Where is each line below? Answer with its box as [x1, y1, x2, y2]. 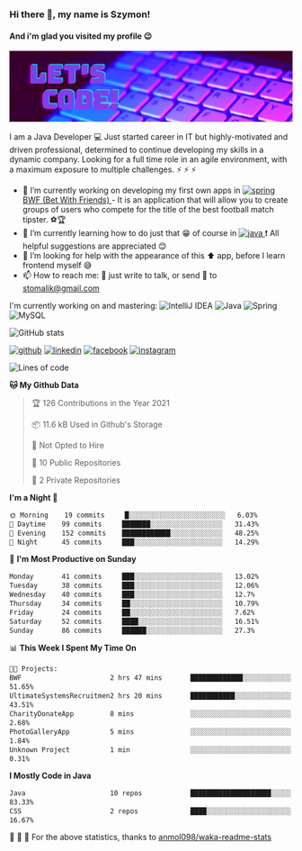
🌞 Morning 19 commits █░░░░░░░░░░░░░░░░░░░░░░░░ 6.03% [9, 511, 258, 521]
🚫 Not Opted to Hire [31, 440, 105, 451]
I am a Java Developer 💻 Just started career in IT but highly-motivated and [9, 131, 289, 142]
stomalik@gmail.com [22, 283, 101, 294]
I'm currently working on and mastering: [9, 301, 158, 312]
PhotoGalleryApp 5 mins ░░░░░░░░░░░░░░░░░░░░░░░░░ [9, 728, 292, 737]
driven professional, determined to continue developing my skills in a [9, 144, 264, 156]
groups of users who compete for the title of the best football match [22, 204, 274, 215]
